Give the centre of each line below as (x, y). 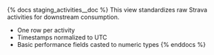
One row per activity (46, 30)
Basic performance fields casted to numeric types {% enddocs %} (111, 44)
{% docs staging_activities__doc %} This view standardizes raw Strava (107, 10)
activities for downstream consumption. (63, 17)
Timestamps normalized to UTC (62, 37)
